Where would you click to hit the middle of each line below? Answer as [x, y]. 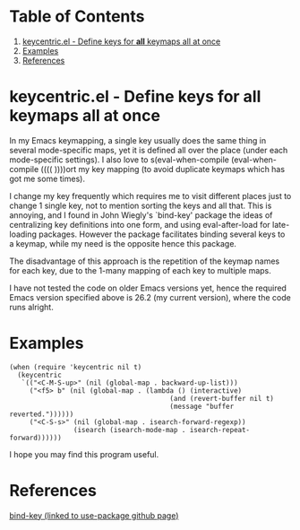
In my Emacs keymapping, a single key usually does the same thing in [138, 140]
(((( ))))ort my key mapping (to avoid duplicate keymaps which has [163, 169]
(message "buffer [202, 406]
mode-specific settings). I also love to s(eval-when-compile [120, 160]
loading [23, 234]
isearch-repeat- [220, 430]
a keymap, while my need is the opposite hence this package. [123, 243]
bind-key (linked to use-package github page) [94, 515]
